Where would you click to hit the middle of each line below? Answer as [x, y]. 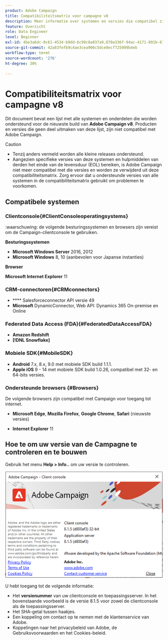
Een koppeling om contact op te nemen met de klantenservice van [81, 617]
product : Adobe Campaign [31, 11]
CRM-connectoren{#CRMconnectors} [52, 289]
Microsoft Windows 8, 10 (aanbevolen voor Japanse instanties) [78, 257]
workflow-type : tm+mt [28, 53]
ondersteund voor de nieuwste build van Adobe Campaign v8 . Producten [81, 124]
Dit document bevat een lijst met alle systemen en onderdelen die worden [81, 119]
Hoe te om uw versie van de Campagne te [71, 444]
